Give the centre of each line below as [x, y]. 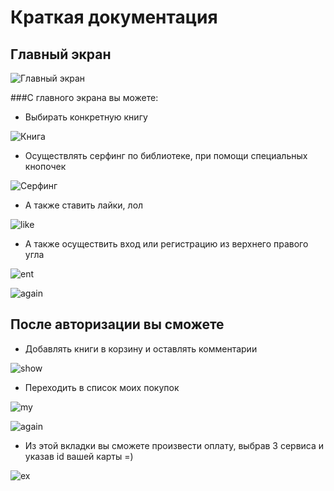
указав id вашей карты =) [79, 456]
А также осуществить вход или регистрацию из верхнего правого [166, 244]
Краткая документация [114, 17]
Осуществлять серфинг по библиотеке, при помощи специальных [166, 155]
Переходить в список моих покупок [102, 387]
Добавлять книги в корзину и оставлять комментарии [141, 348]
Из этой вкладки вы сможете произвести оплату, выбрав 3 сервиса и [174, 445]
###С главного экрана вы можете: [84, 97]
